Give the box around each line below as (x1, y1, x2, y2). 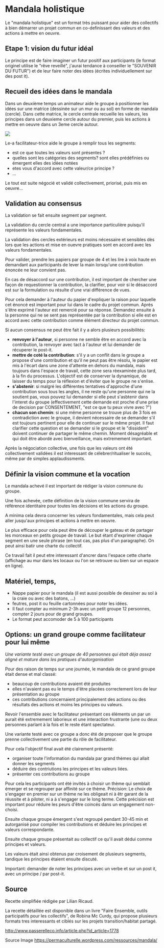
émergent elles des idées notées (12, 160, 78, 166)
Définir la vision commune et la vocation (5, 470, 131, 478)
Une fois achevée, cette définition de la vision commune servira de (5, 498, 140, 504)
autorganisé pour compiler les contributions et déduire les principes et (5, 821, 147, 827)
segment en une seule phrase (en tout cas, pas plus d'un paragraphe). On (5, 538, 154, 544)
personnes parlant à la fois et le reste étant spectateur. (5, 721, 116, 727)
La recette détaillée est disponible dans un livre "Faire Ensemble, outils (5, 908, 148, 914)
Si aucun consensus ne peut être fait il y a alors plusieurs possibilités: (5, 327, 145, 333)
